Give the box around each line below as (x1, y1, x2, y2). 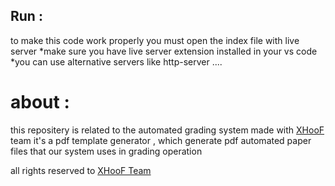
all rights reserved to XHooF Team (10, 164, 152, 176)
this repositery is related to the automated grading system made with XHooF (10, 124, 325, 136)
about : (10, 91, 70, 113)
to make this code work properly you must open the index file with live (10, 34, 300, 46)
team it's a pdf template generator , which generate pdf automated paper (10, 134, 312, 146)
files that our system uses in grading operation (10, 145, 203, 157)
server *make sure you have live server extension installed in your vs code (10, 45, 318, 57)
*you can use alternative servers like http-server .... (10, 55, 223, 68)
